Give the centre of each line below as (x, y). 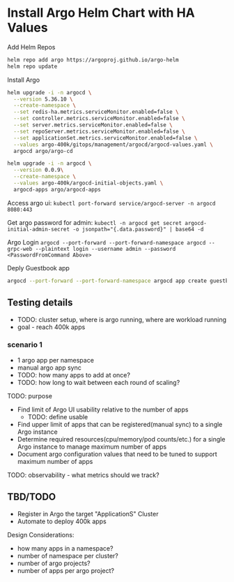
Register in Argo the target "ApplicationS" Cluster (88, 514)
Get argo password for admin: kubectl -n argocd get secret (95, 222)
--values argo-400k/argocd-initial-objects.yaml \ (88, 183)
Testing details (40, 303)
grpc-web (20, 249)
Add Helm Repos (31, 47)
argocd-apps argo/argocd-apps (57, 189)
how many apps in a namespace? (65, 548)
